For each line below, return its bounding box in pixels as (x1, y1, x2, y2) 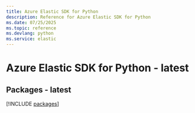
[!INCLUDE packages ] (6, 101, 59, 107)
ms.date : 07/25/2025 (6, 19, 57, 25)
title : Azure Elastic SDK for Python (6, 8, 99, 15)
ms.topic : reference (6, 25, 57, 31)
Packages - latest (6, 85, 72, 95)
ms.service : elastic (6, 36, 57, 42)
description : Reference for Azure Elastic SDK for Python (6, 14, 151, 20)
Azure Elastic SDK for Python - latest (6, 61, 189, 75)
